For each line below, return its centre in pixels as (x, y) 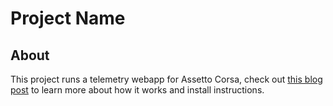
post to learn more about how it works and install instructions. (137, 90)
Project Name (68, 18)
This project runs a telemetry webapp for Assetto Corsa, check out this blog (166, 79)
